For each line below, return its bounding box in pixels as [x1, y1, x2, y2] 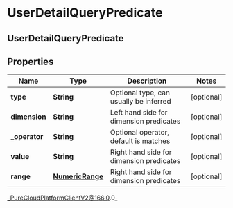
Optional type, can [110, 88, 170, 97]
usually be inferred [110, 97, 171, 106]
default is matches [110, 136, 171, 146]
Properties [7, 55, 54, 67]
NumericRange [53, 171, 104, 181]
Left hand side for [110, 108, 168, 117]
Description [127, 76, 167, 86]
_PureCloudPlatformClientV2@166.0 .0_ [7, 193, 118, 202]
